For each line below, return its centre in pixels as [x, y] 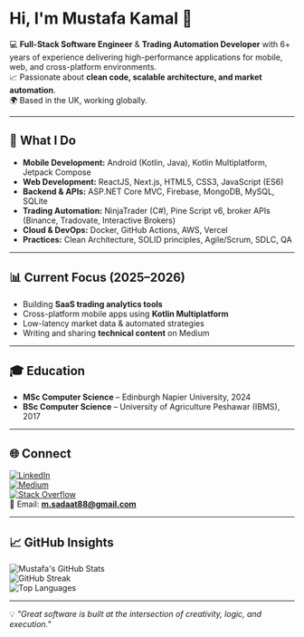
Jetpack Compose [57, 172]
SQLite [35, 201]
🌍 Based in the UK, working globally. [78, 100]
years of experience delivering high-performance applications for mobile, [146, 57]
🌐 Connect [40, 454]
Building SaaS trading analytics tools [92, 304]
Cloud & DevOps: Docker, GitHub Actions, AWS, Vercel [125, 229]
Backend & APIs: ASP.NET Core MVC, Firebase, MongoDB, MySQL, [148, 191]
